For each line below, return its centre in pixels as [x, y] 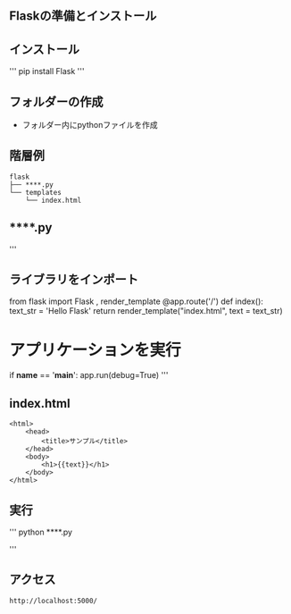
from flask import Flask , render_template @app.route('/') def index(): [136, 301]
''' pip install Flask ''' [47, 71]
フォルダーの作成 [56, 101]
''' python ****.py [41, 532]
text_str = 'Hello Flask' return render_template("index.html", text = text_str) [146, 311]
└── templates [36, 192]
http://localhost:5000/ [54, 601]
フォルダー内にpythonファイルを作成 [90, 125]
